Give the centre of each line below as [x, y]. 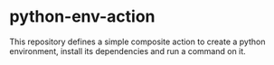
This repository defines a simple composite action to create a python [137, 42]
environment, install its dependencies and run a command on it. [128, 51]
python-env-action [82, 17]
